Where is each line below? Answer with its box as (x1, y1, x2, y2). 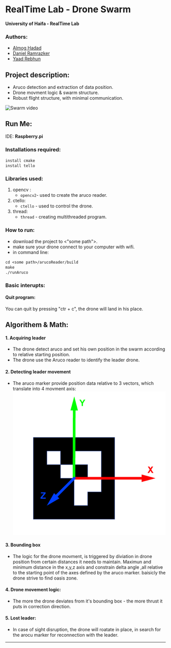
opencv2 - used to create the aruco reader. (20, 192, 108, 198)
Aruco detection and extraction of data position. (12, 84, 113, 90)
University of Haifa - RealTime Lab (5, 20, 80, 27)
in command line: (12, 249, 49, 255)
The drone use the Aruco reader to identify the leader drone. (12, 357, 140, 363)
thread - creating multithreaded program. (20, 214, 107, 220)
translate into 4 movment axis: (12, 385, 76, 391)
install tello (5, 164, 36, 169)
